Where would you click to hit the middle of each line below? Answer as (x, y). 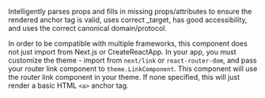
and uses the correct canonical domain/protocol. (88, 28)
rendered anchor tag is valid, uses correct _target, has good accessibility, (128, 20)
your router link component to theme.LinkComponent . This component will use (133, 69)
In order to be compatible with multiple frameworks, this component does (128, 43)
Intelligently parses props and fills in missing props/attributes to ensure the (130, 11)
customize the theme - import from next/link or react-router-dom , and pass (132, 60)
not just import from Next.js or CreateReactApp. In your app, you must (122, 52)
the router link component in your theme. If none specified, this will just (124, 77)
